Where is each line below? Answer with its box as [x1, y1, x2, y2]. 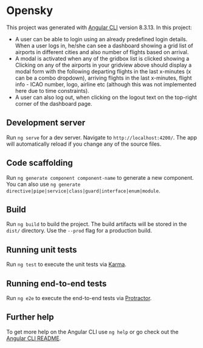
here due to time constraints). [15, 87, 89, 94]
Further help [6, 312, 55, 322]
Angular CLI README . [6, 335, 61, 342]
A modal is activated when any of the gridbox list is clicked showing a [15, 55, 190, 62]
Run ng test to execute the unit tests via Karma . [6, 261, 126, 268]
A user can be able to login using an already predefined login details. [15, 35, 188, 43]
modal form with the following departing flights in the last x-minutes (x [15, 67, 191, 75]
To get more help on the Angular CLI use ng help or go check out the [6, 328, 179, 335]
